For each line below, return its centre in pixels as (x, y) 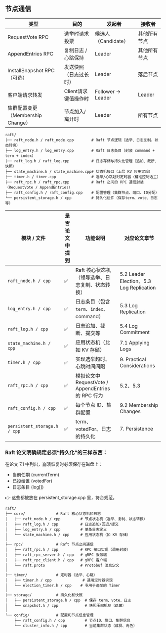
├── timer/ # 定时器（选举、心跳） (51, 575)
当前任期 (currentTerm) (36, 475)
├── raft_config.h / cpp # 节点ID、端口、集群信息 (72, 621)
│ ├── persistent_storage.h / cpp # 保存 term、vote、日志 (68, 600)
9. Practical (133, 359)
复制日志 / (76, 50)
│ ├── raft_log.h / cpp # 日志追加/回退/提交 (62, 524)
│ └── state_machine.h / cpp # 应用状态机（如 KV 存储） (68, 535)
